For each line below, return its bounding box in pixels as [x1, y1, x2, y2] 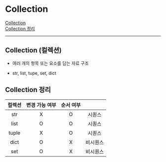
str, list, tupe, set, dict [12, 70, 57, 76]
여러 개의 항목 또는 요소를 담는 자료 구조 [12, 60, 89, 66]
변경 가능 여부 [26, 101, 57, 108]
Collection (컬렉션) [5, 46, 62, 55]
